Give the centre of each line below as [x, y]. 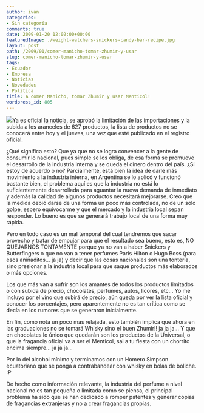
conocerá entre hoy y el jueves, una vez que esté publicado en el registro [98, 133]
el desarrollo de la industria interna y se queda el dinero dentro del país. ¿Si [101, 164]
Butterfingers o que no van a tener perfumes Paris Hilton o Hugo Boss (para [101, 253]
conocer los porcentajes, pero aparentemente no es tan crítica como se [96, 303]
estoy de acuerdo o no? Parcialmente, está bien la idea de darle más [92, 170]
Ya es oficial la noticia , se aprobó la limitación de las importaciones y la [101, 120]
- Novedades [21, 86]
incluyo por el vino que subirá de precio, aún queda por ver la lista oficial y [100, 297]
